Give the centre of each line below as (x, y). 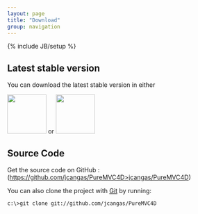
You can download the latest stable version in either (81, 85)
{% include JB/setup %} (42, 47)
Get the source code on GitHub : (53, 170)
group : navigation (34, 26)
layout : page (26, 14)
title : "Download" (34, 20)
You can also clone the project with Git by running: (79, 191)
